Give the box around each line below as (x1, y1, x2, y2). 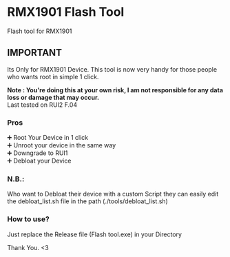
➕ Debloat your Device (7, 156, 72, 165)
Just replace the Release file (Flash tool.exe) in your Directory (7, 230, 182, 238)
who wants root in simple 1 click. (7, 72, 99, 81)
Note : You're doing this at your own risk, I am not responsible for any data (7, 85, 224, 94)
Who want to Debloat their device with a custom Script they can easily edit (7, 190, 219, 198)
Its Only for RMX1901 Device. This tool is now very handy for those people (7, 65, 218, 73)
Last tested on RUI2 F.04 (7, 101, 78, 109)
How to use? (7, 214, 50, 224)
